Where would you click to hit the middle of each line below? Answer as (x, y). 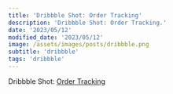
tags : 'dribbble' (37, 60)
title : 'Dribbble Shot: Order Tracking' (75, 15)
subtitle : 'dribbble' (44, 52)
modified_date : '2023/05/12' (56, 37)
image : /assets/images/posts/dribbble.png (79, 45)
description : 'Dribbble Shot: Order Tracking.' (88, 23)
